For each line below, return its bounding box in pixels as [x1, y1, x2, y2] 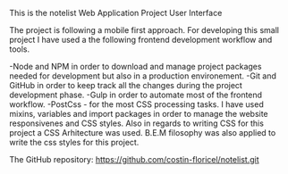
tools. [9, 44, 30, 54]
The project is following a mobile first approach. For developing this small [9, 25, 280, 35]
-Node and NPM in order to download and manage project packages [9, 62, 262, 71]
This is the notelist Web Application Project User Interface [9, 8, 223, 18]
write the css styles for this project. [9, 137, 140, 147]
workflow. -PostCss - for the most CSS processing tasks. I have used [9, 99, 264, 110]
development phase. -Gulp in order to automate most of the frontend [9, 89, 262, 100]
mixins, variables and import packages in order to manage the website [9, 109, 268, 119]
